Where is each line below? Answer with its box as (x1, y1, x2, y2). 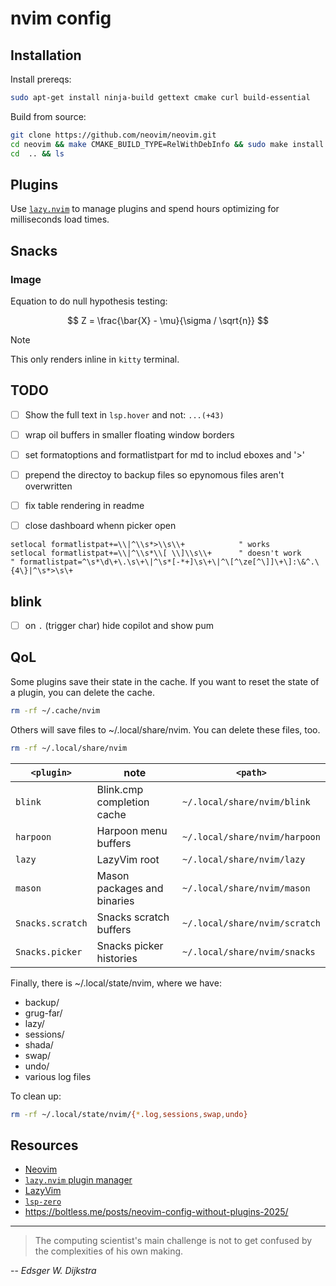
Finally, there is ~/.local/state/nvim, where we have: (10, 977, 222, 989)
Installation (10, 47, 82, 64)
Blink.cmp (96, 782, 144, 796)
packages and (96, 881, 164, 895)
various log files (24, 1070, 92, 1082)
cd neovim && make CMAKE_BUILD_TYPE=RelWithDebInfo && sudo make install (10, 139, 325, 149)
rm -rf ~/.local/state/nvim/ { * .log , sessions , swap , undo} (10, 1109, 248, 1119)
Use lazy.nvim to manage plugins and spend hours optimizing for (10, 203, 280, 215)
